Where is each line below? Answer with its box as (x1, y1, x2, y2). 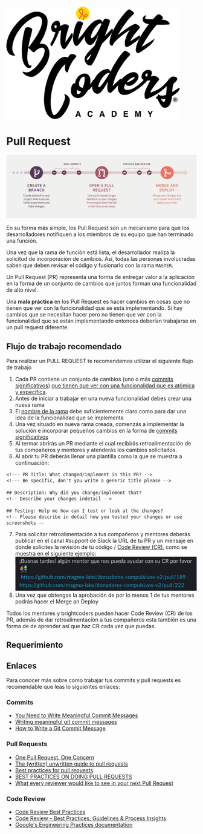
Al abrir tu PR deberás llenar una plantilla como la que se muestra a (14, 453, 182, 460)
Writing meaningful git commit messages (14, 718, 117, 726)
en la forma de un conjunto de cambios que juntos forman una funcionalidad (6, 280, 197, 287)
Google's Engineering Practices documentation (14, 821, 133, 829)
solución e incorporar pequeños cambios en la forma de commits (14, 427, 178, 435)
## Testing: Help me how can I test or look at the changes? (6, 508, 164, 514)
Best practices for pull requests (14, 766, 94, 773)
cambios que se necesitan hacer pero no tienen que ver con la (6, 311, 162, 318)
